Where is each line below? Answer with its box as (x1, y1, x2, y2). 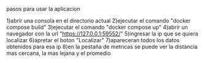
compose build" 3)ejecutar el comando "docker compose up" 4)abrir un (6, 24, 188, 31)
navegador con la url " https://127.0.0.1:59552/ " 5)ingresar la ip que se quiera (6, 30, 198, 37)
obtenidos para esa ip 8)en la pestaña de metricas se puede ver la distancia (6, 43, 198, 50)
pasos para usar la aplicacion (6, 6, 81, 12)
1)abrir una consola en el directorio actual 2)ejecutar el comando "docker (6, 17, 191, 24)
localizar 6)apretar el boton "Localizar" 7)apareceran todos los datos (6, 37, 180, 43)
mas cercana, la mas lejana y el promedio (6, 50, 111, 57)
